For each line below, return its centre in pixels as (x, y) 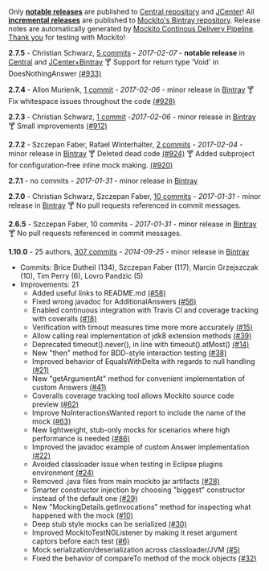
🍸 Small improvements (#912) (58, 126)
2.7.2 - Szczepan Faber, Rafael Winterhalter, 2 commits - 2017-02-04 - (126, 145)
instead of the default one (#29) (85, 498)
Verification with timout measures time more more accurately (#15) (142, 327)
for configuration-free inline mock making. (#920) (91, 165)
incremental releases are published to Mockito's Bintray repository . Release (134, 20)
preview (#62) (55, 404)
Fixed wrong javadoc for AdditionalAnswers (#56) (114, 302)
